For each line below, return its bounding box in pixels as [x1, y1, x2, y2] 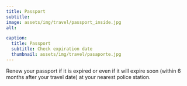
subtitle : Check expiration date [11, 46, 93, 52]
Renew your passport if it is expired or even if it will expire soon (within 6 [6, 67, 181, 74]
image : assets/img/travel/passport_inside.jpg [6, 19, 122, 25]
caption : [6, 35, 27, 41]
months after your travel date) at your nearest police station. [6, 73, 151, 80]
